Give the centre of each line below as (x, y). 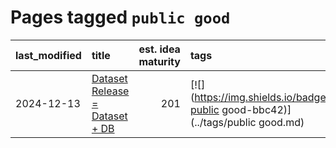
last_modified (48, 55)
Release (110, 91)
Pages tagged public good (120, 17)
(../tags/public (223, 122)
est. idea (159, 49)
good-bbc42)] (256, 109)
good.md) (281, 122)
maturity (159, 61)
